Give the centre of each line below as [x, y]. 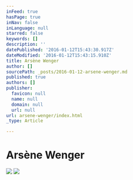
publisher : [19, 88]
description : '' [26, 45]
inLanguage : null [27, 28]
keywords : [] [22, 39]
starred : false [25, 34]
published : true [26, 77]
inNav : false [22, 22]
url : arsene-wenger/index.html [44, 115]
